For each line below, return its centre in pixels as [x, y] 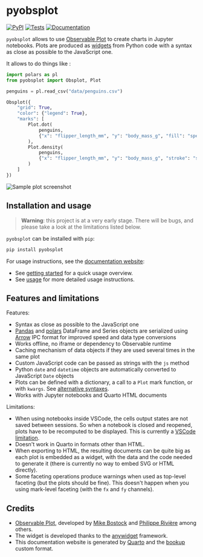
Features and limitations [53, 298]
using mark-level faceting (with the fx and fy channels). [84, 489]
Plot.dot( [40, 125]
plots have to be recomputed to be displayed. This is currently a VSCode [105, 432]
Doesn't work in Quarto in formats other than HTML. [80, 445]
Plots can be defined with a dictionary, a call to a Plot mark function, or [104, 382]
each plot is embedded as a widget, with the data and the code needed [104, 457]
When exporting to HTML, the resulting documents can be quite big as [102, 451]
